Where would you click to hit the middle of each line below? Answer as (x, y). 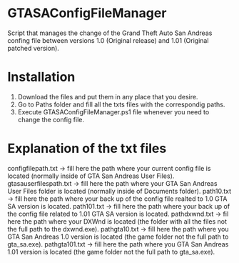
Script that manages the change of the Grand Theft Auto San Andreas (110, 33)
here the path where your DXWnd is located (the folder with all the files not (117, 221)
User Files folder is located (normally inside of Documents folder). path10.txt (119, 191)
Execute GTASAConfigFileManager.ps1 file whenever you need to (113, 111)
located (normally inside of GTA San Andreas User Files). (91, 176)
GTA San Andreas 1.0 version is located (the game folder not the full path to (118, 237)
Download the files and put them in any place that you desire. (108, 96)
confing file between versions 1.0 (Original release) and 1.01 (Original (108, 40)
